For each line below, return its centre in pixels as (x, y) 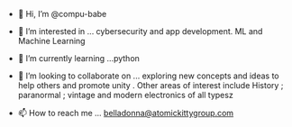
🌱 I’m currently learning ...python (78, 58)
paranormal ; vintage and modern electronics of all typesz (126, 95)
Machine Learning (51, 41)
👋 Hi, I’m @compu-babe (62, 14)
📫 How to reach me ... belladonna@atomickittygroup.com (126, 113)
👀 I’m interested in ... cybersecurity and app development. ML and (140, 31)
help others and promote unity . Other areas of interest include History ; (151, 85)
